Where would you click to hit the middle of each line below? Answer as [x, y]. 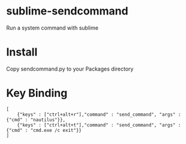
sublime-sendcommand [67, 11]
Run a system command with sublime [52, 28]
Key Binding [37, 93]
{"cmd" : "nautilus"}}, [36, 120]
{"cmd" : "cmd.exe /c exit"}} [44, 130]
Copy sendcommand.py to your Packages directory [70, 69]
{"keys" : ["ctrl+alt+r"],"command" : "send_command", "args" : [99, 114]
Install [22, 52]
